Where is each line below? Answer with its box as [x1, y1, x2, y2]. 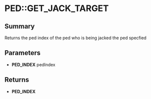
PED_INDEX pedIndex [11, 61, 55, 68]
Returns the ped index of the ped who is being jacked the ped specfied [4, 35, 147, 41]
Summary [4, 22, 35, 30]
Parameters [4, 49, 41, 57]
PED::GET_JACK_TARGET [4, 3, 109, 14]
